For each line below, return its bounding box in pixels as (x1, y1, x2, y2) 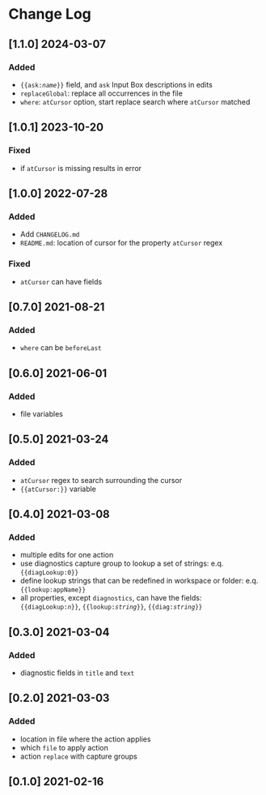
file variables (19, 408, 63, 418)
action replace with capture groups (19, 751, 137, 761)
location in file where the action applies (19, 734, 151, 744)
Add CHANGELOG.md (19, 229, 80, 239)
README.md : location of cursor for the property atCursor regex (19, 238, 223, 248)
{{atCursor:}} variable (19, 484, 97, 494)
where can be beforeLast (19, 343, 103, 353)
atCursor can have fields (19, 276, 103, 286)
